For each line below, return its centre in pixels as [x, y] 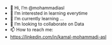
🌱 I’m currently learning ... [37, 18]
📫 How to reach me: [32, 30]
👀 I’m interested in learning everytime [49, 13]
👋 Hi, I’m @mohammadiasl [37, 8]
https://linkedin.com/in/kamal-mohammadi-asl [58, 37]
